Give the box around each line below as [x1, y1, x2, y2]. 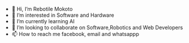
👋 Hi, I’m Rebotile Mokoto [11, 6, 73, 12]
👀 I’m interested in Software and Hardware [11, 12, 114, 19]
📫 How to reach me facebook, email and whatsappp [11, 31, 139, 37]
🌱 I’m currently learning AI [11, 18, 75, 24]
